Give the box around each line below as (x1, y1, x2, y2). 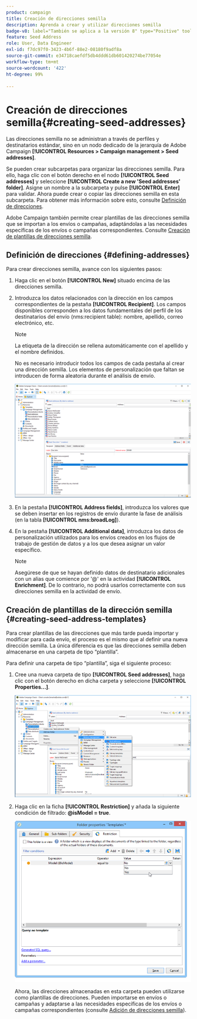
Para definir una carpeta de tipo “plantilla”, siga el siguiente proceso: (6, 660, 172, 667)
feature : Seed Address (6, 34, 62, 40)
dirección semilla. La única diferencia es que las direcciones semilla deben (6, 642, 186, 649)
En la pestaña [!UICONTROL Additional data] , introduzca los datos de (14, 528, 184, 535)
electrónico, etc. (14, 320, 55, 326)
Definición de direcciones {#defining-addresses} (6, 250, 190, 260)
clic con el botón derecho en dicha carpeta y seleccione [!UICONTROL (14, 678, 186, 685)
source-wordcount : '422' (6, 65, 67, 71)
